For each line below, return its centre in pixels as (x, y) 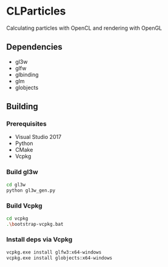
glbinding (27, 75)
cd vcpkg (17, 218)
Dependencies (34, 47)
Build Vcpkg (24, 206)
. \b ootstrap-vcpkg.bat (35, 224)
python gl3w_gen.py (31, 190)
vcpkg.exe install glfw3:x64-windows (54, 252)
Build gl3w (22, 172)
